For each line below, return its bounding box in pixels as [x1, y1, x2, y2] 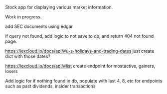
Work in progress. [5, 14, 42, 19]
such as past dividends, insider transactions [5, 83, 96, 89]
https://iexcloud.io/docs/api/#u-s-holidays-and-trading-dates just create [5, 48, 155, 54]
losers [5, 68, 18, 74]
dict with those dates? [5, 53, 51, 59]
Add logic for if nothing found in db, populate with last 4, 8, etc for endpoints [5, 78, 163, 84]
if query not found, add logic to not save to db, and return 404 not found [5, 33, 154, 39]
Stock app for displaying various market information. [5, 4, 113, 10]
